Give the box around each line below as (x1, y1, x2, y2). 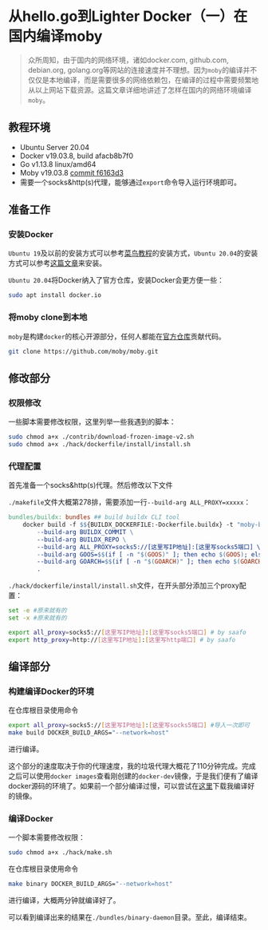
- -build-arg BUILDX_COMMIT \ (37, 528, 134, 536)
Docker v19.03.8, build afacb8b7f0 (19, 151, 134, 160)
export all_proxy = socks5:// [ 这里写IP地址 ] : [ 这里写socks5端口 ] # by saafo (8, 628, 246, 636)
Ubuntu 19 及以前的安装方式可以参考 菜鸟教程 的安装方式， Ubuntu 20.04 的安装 (8, 248, 258, 258)
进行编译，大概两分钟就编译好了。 (8, 896, 120, 905)
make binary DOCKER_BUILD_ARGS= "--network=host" (8, 880, 173, 888)
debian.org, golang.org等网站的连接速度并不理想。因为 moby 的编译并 (27, 65, 250, 74)
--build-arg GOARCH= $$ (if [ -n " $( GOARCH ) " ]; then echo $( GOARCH (37, 558, 262, 566)
